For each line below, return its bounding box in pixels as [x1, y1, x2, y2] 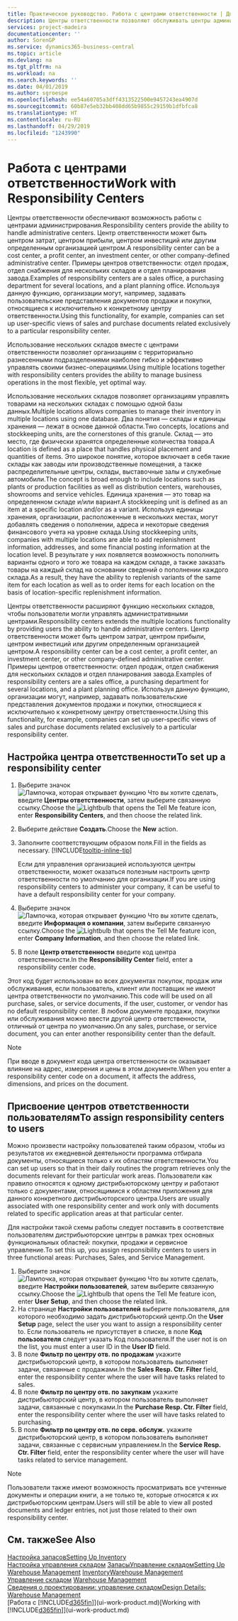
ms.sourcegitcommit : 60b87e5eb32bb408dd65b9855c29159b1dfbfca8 [7, 103, 198, 110]
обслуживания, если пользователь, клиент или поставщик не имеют [7, 985, 216, 993]
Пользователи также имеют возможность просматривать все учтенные [7, 1482, 227, 1492]
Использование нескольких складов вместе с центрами [7, 340, 179, 349]
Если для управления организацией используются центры [17, 860, 196, 869]
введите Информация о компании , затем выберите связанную [17, 919, 211, 928]
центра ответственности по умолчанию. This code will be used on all [7, 992, 212, 1000]
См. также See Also [7, 1534, 96, 1546]
